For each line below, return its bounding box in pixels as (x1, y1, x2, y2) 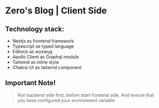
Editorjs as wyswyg (12, 49, 52, 54)
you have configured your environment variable (17, 97, 115, 103)
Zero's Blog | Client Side (5, 5, 107, 16)
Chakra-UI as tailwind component (12, 65, 82, 70)
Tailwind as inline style (12, 59, 59, 65)
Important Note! (5, 79, 56, 87)
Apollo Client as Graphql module (12, 54, 79, 60)
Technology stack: (5, 25, 65, 33)
